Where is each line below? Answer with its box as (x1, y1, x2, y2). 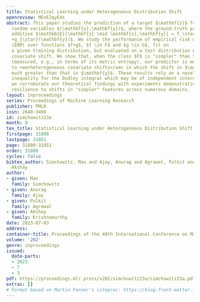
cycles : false (6, 153, 42, 159)
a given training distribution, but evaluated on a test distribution (11, 48, 190, 54)
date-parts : (11, 254, 42, 260)
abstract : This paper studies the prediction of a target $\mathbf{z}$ (6, 20, 187, 26)
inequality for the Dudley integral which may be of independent (11, 75, 177, 81)
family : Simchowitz (11, 181, 60, 187)
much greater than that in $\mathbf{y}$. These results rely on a (11, 70, 180, 76)
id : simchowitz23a (6, 114, 52, 120)
